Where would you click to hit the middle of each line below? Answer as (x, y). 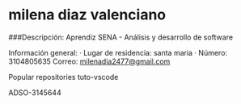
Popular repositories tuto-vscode (63, 77)
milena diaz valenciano (87, 15)
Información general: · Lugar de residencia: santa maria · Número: (118, 52)
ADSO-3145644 (35, 92)
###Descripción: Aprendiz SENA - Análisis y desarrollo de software (120, 37)
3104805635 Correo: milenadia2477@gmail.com (89, 61)
